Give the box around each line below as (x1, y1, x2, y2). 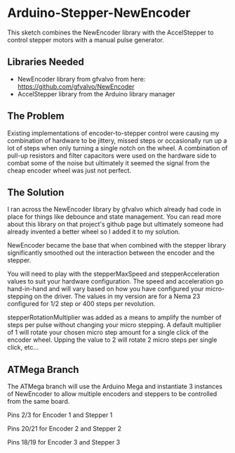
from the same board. (7, 397, 70, 406)
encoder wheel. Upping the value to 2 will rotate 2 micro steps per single (7, 336, 217, 344)
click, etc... (7, 343, 39, 352)
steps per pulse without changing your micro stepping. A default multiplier (7, 321, 222, 329)
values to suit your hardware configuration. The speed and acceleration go (7, 277, 223, 286)
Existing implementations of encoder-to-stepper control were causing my (7, 129, 220, 137)
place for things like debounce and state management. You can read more (7, 212, 222, 221)
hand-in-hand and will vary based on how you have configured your (7, 285, 204, 293)
